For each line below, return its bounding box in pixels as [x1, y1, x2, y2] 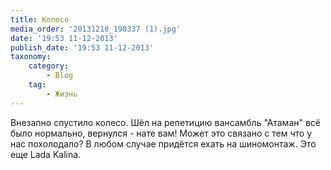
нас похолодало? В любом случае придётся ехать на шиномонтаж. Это [10, 137, 317, 150]
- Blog [46, 71, 74, 81]
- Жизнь [46, 89, 78, 99]
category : [28, 61, 70, 71]
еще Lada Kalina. [10, 148, 82, 160]
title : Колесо [10, 14, 70, 25]
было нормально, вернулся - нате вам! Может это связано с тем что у [10, 127, 313, 139]
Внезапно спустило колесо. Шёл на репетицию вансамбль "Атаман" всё [10, 116, 322, 128]
